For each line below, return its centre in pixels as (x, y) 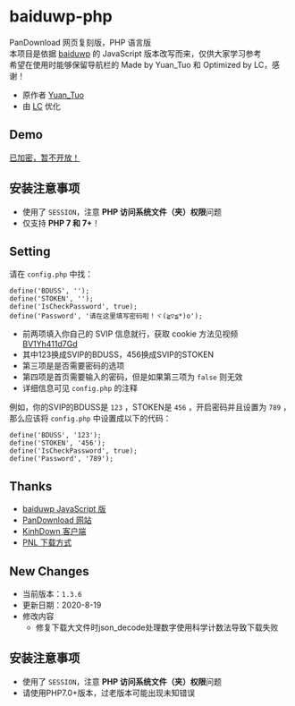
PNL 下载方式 (47, 542)
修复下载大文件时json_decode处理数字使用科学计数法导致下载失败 (157, 627)
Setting (30, 251)
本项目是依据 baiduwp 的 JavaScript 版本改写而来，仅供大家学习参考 (135, 53)
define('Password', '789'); (62, 459)
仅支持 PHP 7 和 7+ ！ (61, 223)
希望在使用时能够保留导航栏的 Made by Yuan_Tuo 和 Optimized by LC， (141, 64)
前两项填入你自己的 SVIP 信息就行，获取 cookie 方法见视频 (130, 334)
